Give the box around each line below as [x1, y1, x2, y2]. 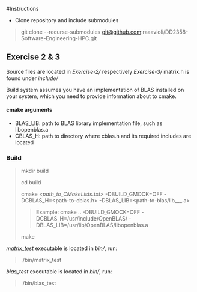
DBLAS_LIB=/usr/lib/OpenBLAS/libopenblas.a [35, 222, 148, 229]
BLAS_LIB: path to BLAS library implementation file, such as [14, 120, 163, 127]
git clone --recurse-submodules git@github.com [20, 28, 142, 35]
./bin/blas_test [20, 279, 56, 287]
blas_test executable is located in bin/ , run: [6, 268, 112, 275]
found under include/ [6, 75, 58, 82]
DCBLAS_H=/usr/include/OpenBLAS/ [35, 215, 128, 222]
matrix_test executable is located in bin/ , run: [6, 245, 118, 252]
